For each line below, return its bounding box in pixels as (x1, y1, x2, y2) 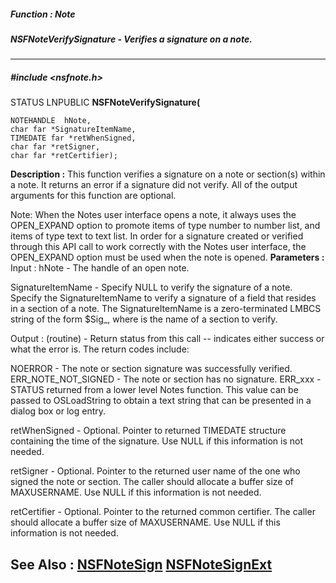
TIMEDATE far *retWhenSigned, (10, 133, 137, 144)
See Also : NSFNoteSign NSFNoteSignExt (10, 556, 273, 573)
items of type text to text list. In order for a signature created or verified (10, 230, 304, 242)
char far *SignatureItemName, (10, 125, 137, 135)
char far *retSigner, (10, 142, 101, 152)
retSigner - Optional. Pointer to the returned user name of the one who (10, 465, 301, 477)
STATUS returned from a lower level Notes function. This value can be (10, 384, 299, 396)
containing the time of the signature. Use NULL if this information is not (10, 435, 304, 447)
